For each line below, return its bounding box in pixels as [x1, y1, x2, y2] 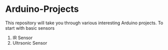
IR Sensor [12, 35, 33, 41]
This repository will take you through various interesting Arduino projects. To [5, 20, 163, 26]
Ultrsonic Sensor [12, 40, 48, 46]
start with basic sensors [5, 25, 55, 31]
